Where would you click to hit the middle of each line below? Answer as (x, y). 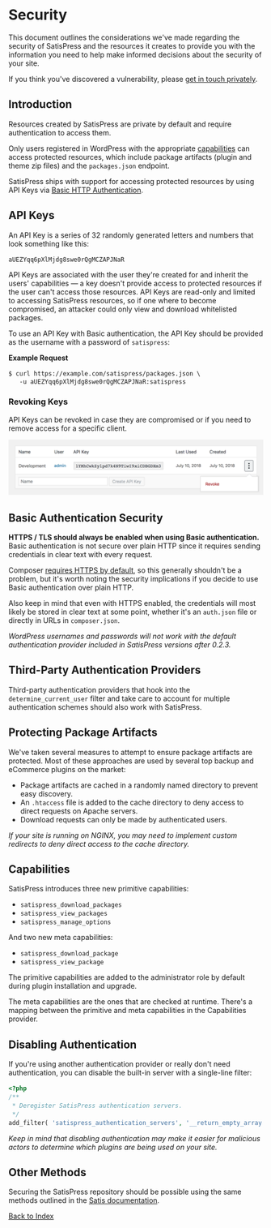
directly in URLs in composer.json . (64, 620)
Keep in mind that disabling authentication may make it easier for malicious (134, 1138)
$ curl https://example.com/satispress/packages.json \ (104, 374)
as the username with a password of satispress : (89, 341)
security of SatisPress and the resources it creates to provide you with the (132, 45)
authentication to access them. (60, 132)
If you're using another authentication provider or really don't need (119, 1064)
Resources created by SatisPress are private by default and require (120, 124)
